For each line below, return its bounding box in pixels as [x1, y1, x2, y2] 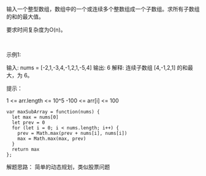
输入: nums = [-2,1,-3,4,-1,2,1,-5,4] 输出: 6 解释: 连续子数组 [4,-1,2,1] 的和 [6, 64, 188, 71]
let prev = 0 [12, 120, 45, 126]
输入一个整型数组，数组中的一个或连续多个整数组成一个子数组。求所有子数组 [6, 6, 200, 12]
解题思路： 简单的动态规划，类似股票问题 [6, 163, 110, 170]
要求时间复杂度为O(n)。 [6, 26, 66, 33]
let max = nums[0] [12, 114, 59, 120]
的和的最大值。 [6, 13, 44, 20]
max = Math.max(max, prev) [17, 136, 86, 142]
